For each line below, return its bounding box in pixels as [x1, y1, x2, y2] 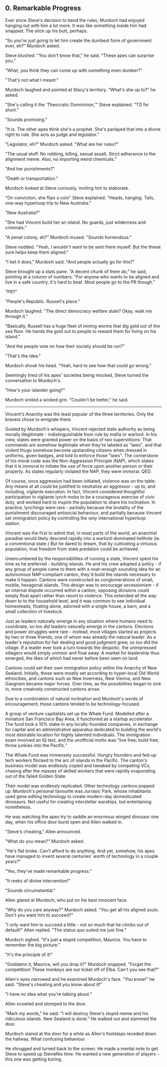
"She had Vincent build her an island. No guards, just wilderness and [5, 219, 146, 225]
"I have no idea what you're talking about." [5, 991, 92, 997]
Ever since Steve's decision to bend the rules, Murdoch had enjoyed [5, 17, 145, 23]
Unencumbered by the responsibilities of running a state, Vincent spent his [5, 555, 159, 561]
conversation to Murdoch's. [5, 377, 62, 383]
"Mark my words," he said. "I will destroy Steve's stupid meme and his [5, 1010, 149, 1016]
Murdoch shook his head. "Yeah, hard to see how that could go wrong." [5, 362, 152, 368]
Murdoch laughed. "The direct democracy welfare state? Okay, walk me [5, 308, 153, 314]
